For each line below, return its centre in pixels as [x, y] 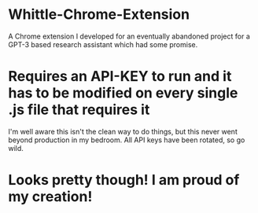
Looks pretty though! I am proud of [124, 180]
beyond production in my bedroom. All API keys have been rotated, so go [127, 140]
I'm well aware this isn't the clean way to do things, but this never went [123, 131]
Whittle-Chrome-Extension [99, 15]
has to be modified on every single [123, 93]
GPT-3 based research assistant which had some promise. [103, 44]
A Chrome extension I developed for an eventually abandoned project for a [129, 36]
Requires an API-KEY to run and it [120, 77]
